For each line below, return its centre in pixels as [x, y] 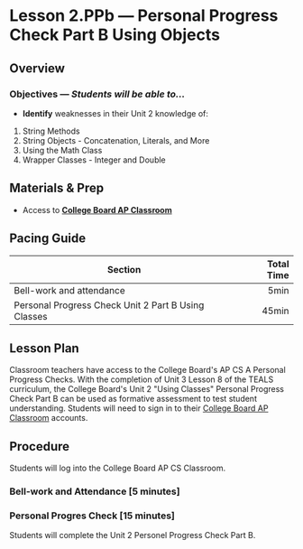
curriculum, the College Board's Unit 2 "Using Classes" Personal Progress [147, 389]
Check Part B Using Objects [115, 35]
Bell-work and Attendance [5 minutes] [95, 491]
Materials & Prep [57, 188]
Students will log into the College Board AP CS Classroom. [118, 468]
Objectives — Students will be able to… [97, 94]
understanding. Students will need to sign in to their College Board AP [139, 408]
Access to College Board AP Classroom [97, 209]
